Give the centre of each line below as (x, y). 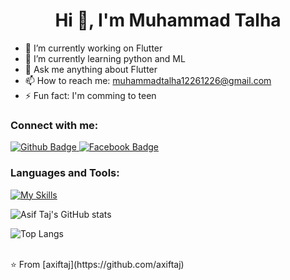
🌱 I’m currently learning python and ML (105, 58)
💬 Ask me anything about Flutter (91, 69)
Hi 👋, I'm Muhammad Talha (168, 20)
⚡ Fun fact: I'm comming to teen (90, 95)
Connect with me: (54, 125)
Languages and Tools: (65, 173)
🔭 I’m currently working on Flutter (93, 48)
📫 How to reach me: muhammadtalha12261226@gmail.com (148, 80)
